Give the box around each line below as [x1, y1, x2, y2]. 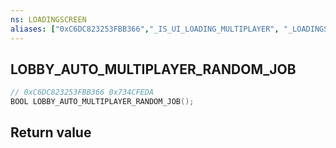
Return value [10, 124, 92, 141]
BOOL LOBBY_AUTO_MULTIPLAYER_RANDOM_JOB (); [10, 97, 195, 107]
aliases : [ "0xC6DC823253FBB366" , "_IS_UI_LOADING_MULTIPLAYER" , [10, 24, 280, 34]
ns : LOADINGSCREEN [10, 14, 87, 25]
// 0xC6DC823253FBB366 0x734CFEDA [10, 87, 155, 98]
